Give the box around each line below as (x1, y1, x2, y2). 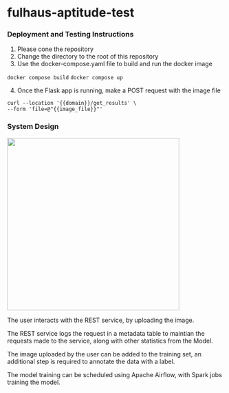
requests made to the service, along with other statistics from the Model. (7, 336, 213, 345)
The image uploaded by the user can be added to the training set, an (7, 350, 201, 358)
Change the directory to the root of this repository (17, 52, 159, 61)
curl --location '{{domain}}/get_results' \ (7, 100, 137, 107)
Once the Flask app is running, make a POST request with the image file (17, 86, 221, 94)
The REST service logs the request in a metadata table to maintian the (7, 329, 205, 337)
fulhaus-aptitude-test (7, 5, 135, 21)
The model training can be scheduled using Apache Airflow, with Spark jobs (7, 370, 222, 379)
